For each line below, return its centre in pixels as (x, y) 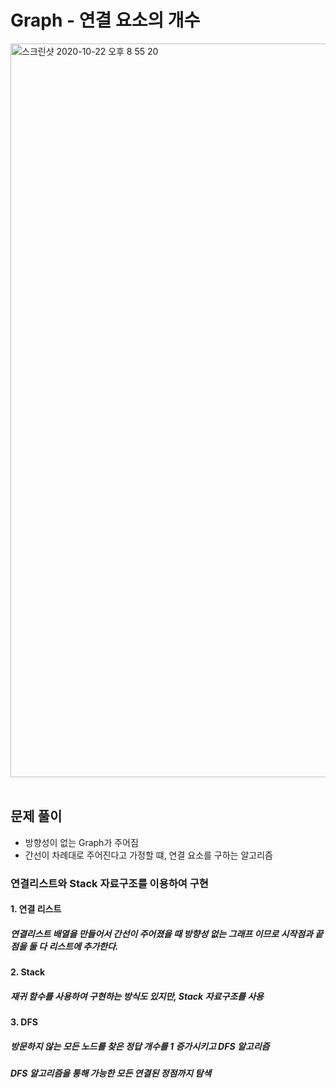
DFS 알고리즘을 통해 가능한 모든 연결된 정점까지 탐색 (111, 1073)
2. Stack (28, 972)
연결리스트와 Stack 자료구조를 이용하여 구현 (109, 883)
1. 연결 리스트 (36, 909)
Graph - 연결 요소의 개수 (105, 20)
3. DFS (24, 1022)
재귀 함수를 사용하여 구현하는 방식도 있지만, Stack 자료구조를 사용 (137, 996)
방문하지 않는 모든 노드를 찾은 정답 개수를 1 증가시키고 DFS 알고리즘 (140, 1046)
